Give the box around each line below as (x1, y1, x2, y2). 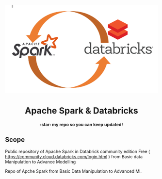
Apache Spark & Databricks (25, 105, 138, 116)
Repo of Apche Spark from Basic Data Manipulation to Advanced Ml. (5, 168, 142, 174)
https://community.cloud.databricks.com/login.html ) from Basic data (5, 153, 143, 160)
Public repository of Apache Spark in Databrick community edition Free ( (5, 148, 150, 154)
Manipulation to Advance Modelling (5, 159, 76, 164)
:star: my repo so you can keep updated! (40, 121, 123, 127)
